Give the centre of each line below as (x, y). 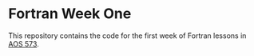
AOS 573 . (24, 43)
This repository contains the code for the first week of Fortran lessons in (127, 35)
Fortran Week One (70, 14)
